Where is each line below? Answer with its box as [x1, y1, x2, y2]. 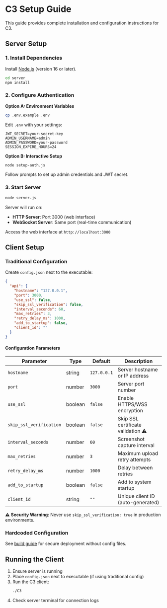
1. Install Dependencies [5, 55, 63, 62]
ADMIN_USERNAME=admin [5, 136, 50, 141]
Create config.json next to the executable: [5, 269, 93, 275]
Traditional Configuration [5, 258, 68, 265]
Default [92, 358, 110, 365]
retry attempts [117, 456, 151, 463]
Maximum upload [117, 450, 158, 456]
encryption [117, 407, 143, 414]
